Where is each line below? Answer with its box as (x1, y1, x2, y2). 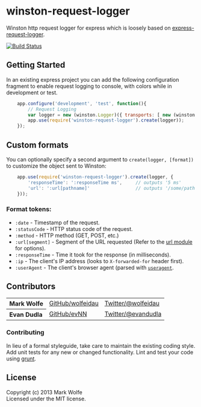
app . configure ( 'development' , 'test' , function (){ (17, 100, 147, 106)
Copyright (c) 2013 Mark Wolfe (6, 388, 82, 396)
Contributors (6, 281, 56, 291)
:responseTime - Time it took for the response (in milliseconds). (14, 251, 172, 258)
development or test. (6, 89, 58, 96)
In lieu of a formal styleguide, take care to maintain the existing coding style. (6, 342, 196, 349)
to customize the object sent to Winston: (6, 162, 107, 169)
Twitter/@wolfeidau (104, 299, 159, 307)
